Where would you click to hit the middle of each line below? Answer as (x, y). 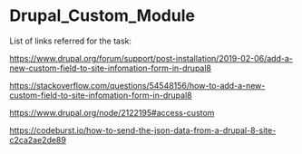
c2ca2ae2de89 (38, 140)
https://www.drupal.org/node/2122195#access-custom (112, 112)
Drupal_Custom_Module (102, 16)
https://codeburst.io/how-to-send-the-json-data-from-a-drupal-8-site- (143, 130)
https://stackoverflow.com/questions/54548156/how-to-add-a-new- (137, 85)
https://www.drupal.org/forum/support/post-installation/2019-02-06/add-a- (151, 58)
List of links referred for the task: (71, 41)
